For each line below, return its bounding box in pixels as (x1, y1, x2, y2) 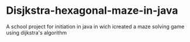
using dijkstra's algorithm (6, 29, 67, 36)
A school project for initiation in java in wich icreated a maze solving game (6, 23, 185, 30)
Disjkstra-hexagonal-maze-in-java (6, 4, 178, 17)
